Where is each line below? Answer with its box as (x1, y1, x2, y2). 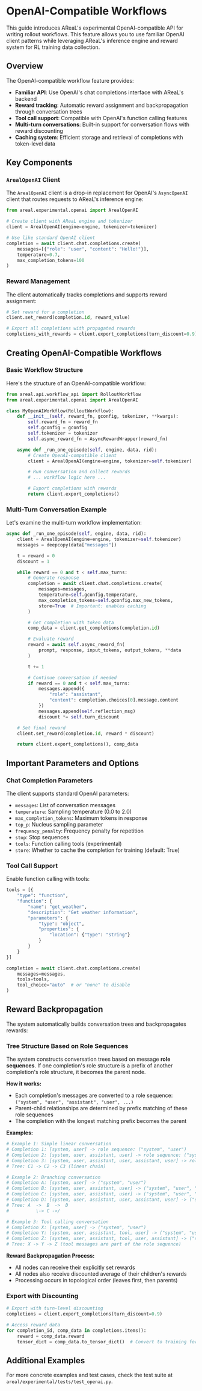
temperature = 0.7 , (17, 252, 61, 258)
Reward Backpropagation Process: (6, 1252, 95, 1259)
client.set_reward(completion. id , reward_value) (6, 315, 130, 321)
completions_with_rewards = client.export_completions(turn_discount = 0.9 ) (6, 331, 198, 337)
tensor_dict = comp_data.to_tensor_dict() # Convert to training (17, 1338, 187, 1345)
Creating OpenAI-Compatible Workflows (6, 348, 162, 358)
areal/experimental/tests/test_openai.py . (6, 1378, 113, 1385)
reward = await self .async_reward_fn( (28, 642, 125, 648)
